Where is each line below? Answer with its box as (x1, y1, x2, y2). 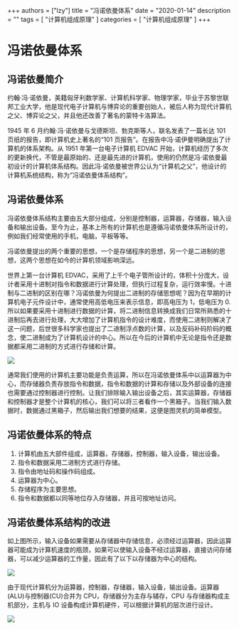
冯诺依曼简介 (7, 73, 64, 85)
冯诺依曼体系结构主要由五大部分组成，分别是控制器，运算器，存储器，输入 (7, 214, 225, 222)
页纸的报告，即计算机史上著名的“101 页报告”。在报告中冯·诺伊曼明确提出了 (7, 135, 225, 144)
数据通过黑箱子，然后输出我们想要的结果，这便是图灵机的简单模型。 (26, 406, 225, 414)
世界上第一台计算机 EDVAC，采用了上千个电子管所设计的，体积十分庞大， (7, 271, 223, 279)
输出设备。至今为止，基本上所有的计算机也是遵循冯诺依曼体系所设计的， (19, 223, 232, 231)
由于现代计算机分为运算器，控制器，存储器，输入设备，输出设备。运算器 (7, 583, 219, 592)
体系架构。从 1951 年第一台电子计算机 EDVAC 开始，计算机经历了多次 (26, 145, 229, 152)
